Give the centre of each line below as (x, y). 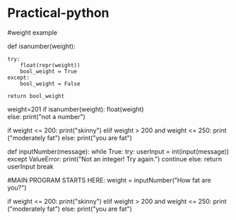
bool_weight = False (50, 84)
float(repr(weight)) (50, 65)
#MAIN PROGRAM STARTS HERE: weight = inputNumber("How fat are (109, 180)
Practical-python (58, 13)
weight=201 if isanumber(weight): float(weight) (76, 109)
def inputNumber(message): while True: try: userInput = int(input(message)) (118, 151)
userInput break (31, 166)
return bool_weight (36, 96)
